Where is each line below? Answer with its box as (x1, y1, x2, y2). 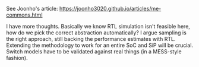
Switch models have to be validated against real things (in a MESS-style (6, 48, 182, 55)
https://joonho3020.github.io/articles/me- (59, 5, 162, 12)
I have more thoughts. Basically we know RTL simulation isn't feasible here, (6, 23, 190, 30)
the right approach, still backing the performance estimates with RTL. (6, 36, 176, 42)
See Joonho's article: (6, 5, 58, 12)
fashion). (6, 55, 28, 61)
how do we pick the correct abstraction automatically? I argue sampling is (6, 29, 187, 36)
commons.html (6, 11, 43, 18)
